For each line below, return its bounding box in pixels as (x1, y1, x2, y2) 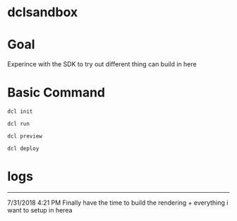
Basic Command (7, 85, 106, 101)
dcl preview (7, 133, 42, 140)
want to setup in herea (7, 206, 73, 214)
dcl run (7, 121, 30, 128)
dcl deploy (7, 145, 39, 153)
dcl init (7, 108, 33, 115)
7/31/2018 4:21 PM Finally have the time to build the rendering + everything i (7, 198, 229, 207)
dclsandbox (7, 4, 78, 20)
